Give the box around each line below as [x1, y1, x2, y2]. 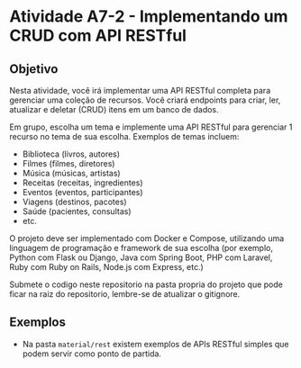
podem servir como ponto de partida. [22, 348, 162, 359]
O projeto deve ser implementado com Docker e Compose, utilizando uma [9, 233, 285, 244]
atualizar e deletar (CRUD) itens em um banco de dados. [9, 104, 219, 114]
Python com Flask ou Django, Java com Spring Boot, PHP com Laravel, [9, 252, 273, 263]
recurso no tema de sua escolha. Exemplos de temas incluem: [9, 131, 240, 141]
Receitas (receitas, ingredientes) [22, 177, 143, 188]
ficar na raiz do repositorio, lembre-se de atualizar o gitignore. [9, 289, 241, 299]
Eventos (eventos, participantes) [22, 187, 143, 197]
